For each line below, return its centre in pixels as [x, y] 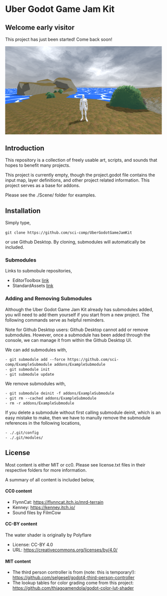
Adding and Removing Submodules [48, 299]
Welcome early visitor [40, 28]
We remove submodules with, [36, 384]
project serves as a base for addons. [43, 186]
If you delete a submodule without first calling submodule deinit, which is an [83, 412]
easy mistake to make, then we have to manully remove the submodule [78, 417]
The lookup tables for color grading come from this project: [73, 583]
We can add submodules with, [36, 350]
